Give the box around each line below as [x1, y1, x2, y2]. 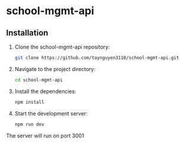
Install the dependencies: [14, 88, 77, 95]
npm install [14, 99, 44, 105]
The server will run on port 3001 [6, 132, 85, 139]
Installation [6, 28, 48, 38]
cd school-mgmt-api [14, 77, 63, 83]
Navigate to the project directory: [14, 65, 96, 72]
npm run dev [14, 121, 44, 127]
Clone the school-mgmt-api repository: [14, 43, 111, 50]
